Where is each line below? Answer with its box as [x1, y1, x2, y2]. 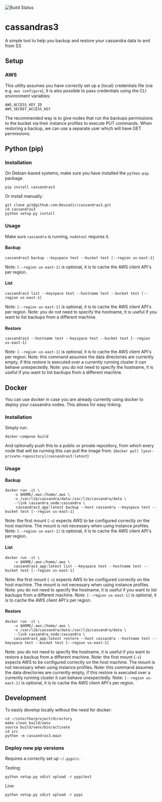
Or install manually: [5, 193, 44, 199]
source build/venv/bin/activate [5, 725, 70, 730]
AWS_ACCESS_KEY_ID [5, 102, 42, 107]
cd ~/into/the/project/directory [5, 716, 73, 721]
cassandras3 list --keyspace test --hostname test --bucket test [5, 291, 139, 296]
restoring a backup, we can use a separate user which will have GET [5, 125, 142, 131]
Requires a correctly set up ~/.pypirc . [5, 755, 81, 761]
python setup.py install [5, 211, 55, 216]
